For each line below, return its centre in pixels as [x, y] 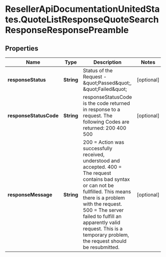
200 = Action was [104, 142]
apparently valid [102, 222]
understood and [102, 161]
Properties [22, 48]
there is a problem [104, 198]
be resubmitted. [101, 247]
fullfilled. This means [107, 192]
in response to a [102, 109]
